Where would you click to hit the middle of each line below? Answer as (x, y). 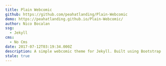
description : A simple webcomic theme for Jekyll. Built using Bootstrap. (84, 51)
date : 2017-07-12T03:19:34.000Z (39, 47)
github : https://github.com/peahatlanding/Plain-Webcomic (66, 14)
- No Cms (19, 42)
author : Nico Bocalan (28, 24)
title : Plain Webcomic (29, 10)
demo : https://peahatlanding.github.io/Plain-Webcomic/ (64, 19)
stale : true (17, 56)
